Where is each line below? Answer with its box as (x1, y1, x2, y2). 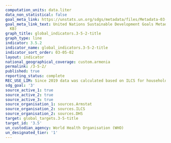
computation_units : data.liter (5, 7, 72, 13)
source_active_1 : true (5, 87, 53, 93)
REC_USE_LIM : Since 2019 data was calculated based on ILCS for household (5, 78, 167, 83)
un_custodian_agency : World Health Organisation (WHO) (5, 125, 124, 130)
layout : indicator (5, 54, 44, 60)
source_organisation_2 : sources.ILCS (5, 106, 85, 112)
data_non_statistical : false (5, 12, 67, 17)
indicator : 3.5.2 (5, 41, 42, 46)
